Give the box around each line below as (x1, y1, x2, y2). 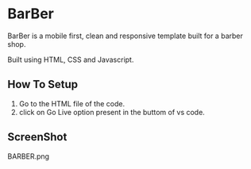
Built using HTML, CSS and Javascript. (7, 55, 134, 64)
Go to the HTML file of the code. (18, 98, 125, 108)
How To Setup (7, 78, 79, 91)
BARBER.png (7, 152, 49, 161)
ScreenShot (7, 130, 68, 144)
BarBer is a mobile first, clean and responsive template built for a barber (7, 31, 243, 40)
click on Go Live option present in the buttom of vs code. (18, 107, 206, 117)
